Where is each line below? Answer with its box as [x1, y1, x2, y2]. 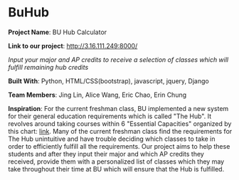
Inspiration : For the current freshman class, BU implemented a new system [8, 104, 229, 112]
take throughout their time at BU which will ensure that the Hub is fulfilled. [8, 164, 225, 173]
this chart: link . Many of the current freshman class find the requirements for [8, 127, 233, 135]
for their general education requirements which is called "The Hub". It [8, 112, 212, 120]
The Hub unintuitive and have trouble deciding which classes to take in [8, 134, 216, 143]
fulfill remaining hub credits [8, 63, 89, 71]
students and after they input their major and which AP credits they [8, 149, 205, 158]
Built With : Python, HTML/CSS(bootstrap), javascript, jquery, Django [8, 76, 209, 85]
